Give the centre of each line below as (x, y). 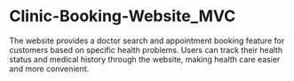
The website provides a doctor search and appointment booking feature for (147, 40)
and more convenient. (49, 69)
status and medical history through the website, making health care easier (145, 59)
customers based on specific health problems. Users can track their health (146, 49)
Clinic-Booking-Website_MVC (123, 16)
